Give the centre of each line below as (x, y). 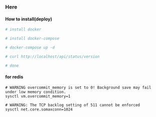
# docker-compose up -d (30, 47)
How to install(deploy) (29, 19)
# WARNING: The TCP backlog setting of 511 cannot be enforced (73, 105)
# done (12, 65)
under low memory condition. (36, 92)
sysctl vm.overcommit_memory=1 (38, 96)
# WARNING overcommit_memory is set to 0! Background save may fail (78, 87)
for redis (14, 77)
